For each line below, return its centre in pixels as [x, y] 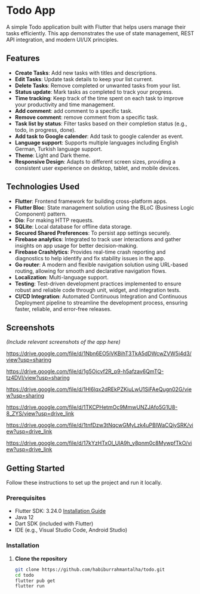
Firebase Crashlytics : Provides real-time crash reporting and [90, 252]
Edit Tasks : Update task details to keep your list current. [84, 79]
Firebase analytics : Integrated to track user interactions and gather [98, 239]
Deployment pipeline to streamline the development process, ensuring [101, 303]
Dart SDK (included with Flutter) [54, 524]
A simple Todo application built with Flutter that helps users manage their [96, 27]
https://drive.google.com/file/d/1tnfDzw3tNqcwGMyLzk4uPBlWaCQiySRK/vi [100, 425]
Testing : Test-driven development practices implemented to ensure [98, 284]
